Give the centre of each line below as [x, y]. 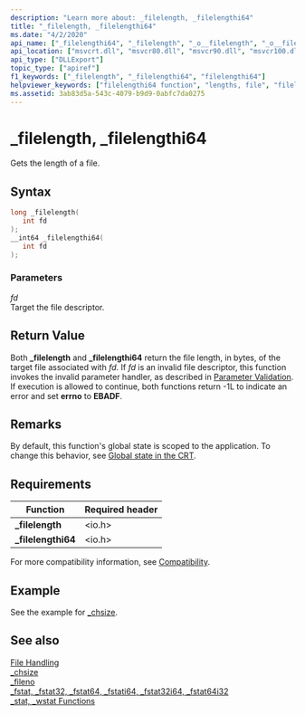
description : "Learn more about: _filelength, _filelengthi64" [132, 18]
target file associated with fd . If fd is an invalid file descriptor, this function [148, 367]
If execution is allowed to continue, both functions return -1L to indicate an [149, 386]
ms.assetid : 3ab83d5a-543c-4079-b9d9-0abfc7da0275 [108, 93]
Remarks [36, 424]
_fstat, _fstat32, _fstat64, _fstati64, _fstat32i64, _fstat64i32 [119, 691]
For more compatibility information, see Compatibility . [110, 562]
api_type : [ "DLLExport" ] [57, 60]
